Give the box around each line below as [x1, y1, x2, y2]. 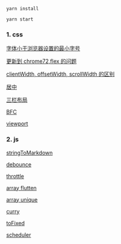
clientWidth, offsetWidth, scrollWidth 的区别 [6, 70, 115, 78]
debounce [6, 160, 32, 168]
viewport [6, 120, 28, 127]
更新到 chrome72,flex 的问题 [6, 58, 77, 65]
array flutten [6, 184, 37, 191]
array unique [6, 196, 38, 203]
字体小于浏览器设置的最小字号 [6, 45, 80, 52]
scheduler [6, 231, 31, 239]
